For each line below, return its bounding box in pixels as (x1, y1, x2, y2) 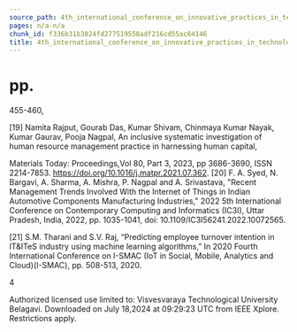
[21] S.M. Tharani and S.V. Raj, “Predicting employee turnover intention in (9, 232, 275, 243)
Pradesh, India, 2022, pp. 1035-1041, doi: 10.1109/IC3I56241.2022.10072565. (9, 214, 286, 226)
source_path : (9, 12, 57, 22)
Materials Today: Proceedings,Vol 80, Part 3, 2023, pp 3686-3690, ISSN (9, 158, 272, 169)
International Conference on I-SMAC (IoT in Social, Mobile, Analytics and (9, 251, 274, 261)
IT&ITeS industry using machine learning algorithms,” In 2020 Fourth (9, 241, 258, 252)
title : (9, 37, 34, 47)
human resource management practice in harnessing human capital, (9, 141, 258, 151)
